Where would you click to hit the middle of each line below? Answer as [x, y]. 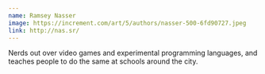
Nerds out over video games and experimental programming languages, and [133, 53]
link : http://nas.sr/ [44, 30]
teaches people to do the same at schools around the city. [103, 61]
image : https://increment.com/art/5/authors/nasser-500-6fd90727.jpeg [127, 23]
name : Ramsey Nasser [42, 16]
